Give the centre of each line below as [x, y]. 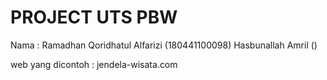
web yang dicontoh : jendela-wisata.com [94, 64]
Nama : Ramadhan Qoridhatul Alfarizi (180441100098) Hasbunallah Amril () [164, 45]
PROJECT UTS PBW [94, 17]
